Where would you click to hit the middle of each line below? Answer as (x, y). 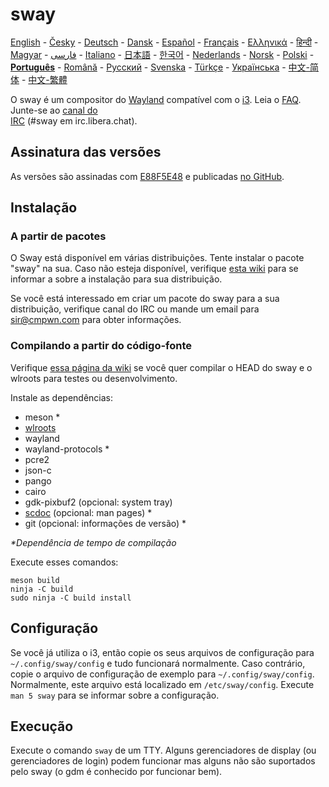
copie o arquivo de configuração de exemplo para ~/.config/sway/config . (162, 674)
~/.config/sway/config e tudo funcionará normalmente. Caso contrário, (158, 663)
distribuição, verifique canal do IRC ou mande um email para (135, 309)
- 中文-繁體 (44, 79)
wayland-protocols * (67, 449)
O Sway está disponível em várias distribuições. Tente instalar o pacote (157, 258)
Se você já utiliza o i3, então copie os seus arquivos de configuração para (162, 652)
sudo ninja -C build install (71, 598)
